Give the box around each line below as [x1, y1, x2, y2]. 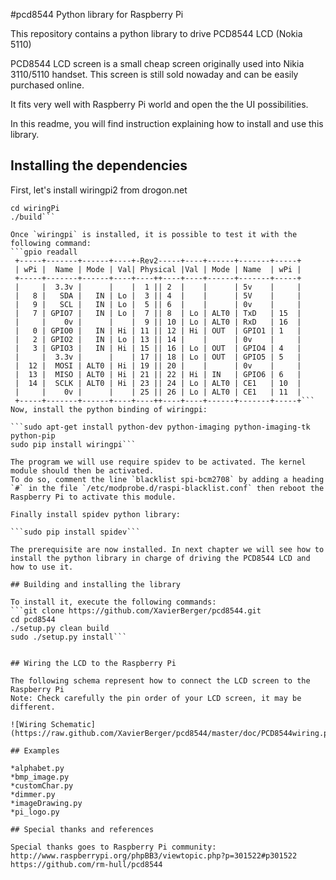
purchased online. [10, 79, 85, 91]
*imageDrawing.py [10, 798, 83, 808]
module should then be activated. [10, 465, 155, 476]
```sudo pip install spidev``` [10, 527, 141, 537]
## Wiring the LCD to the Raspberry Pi [10, 658, 177, 668]
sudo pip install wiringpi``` [10, 439, 137, 449]
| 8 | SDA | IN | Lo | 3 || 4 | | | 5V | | [14, 290, 302, 301]
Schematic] [50, 719, 97, 729]
